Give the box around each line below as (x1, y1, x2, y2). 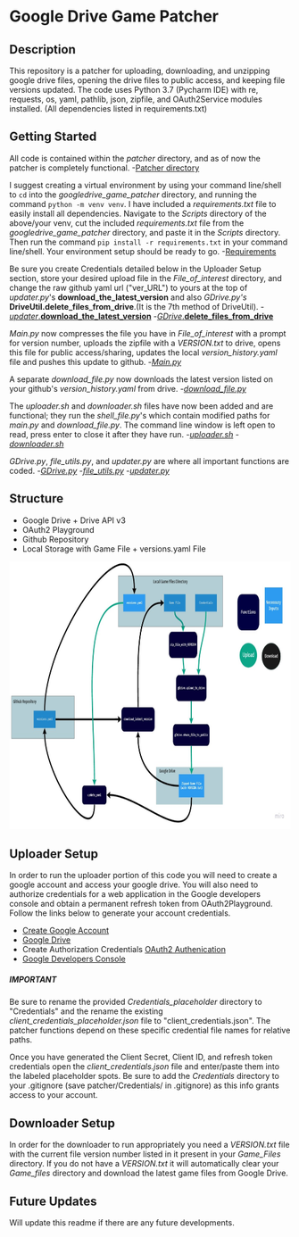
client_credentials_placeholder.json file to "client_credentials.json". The (9, 1016, 270, 1026)
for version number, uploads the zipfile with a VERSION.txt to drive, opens (9, 337, 281, 348)
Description (9, 42, 76, 57)
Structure (9, 491, 64, 506)
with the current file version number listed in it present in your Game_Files (9, 1149, 281, 1159)
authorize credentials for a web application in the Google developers (9, 889, 262, 900)
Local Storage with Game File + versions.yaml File (21, 543, 207, 554)
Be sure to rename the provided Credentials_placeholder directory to (9, 997, 262, 1008)
